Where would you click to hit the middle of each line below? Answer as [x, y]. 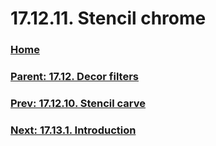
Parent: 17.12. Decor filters [75, 77]
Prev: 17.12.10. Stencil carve [78, 103]
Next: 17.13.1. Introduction [73, 130]
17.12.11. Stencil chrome [108, 18]
